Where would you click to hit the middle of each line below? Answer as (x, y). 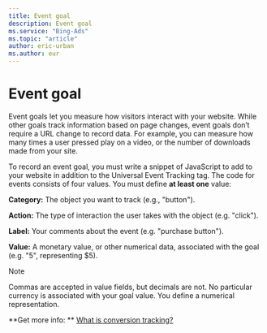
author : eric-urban (41, 46)
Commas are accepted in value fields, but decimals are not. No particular (131, 287)
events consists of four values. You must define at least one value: (120, 184)
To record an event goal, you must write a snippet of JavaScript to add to (131, 166)
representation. (34, 304)
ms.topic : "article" (43, 39)
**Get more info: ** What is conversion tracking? (91, 320)
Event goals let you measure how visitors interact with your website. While (133, 116)
